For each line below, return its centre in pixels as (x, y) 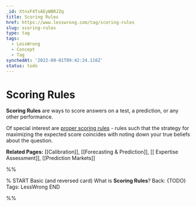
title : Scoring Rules (32, 17)
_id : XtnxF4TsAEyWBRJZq (35, 11)
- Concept (23, 50)
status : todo (22, 66)
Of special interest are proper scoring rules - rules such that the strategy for (98, 128)
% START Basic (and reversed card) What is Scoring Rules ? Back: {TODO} (96, 181)
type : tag (18, 33)
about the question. (30, 141)
